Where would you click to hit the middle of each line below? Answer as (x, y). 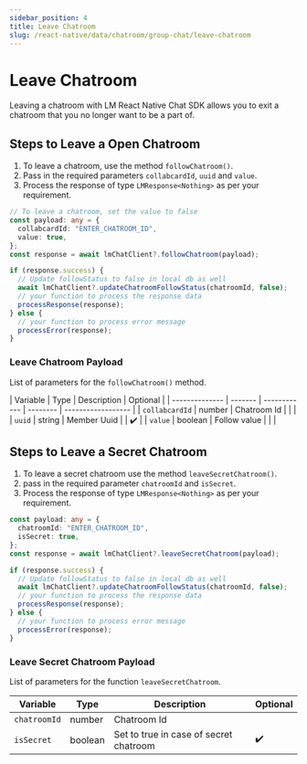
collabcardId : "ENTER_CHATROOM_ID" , (87, 228)
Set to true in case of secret (173, 734)
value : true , (42, 237)
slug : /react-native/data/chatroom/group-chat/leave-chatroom (130, 35)
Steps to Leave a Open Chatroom (105, 144)
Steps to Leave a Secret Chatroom (108, 452)
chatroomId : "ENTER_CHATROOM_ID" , (83, 528)
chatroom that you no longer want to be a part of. (102, 115)
